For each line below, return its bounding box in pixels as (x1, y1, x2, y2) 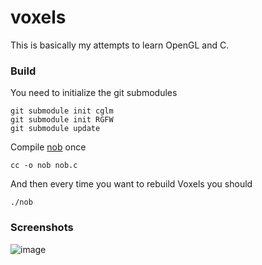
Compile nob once (10, 141, 87, 153)
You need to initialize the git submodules (10, 87, 178, 99)
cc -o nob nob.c (10, 161, 78, 171)
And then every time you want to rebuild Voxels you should (10, 178, 253, 190)
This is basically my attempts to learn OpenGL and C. (10, 39, 230, 51)
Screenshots (10, 221, 74, 235)
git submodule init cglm (10, 106, 114, 116)
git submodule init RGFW (10, 115, 114, 125)
